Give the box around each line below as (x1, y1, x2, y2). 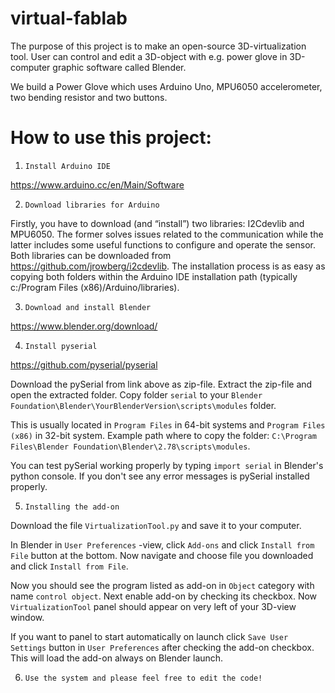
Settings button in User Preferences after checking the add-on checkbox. (10, 641, 315, 653)
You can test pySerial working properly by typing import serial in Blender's (10, 459, 324, 471)
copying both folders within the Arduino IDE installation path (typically (10, 270, 298, 282)
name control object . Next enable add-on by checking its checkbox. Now (10, 590, 318, 602)
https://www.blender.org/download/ (10, 320, 158, 332)
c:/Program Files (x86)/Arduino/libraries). (10, 281, 180, 293)
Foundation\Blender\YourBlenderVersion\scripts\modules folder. (10, 399, 277, 411)
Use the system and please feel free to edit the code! (24, 673, 263, 683)
